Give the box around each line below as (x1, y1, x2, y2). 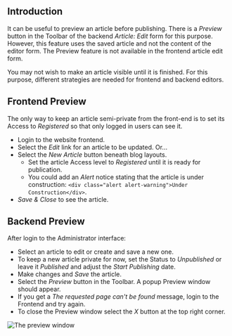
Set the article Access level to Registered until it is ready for (27, 157, 201, 166)
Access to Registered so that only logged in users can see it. (7, 122, 183, 130)
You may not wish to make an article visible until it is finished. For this (7, 67, 208, 76)
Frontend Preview (7, 96, 86, 108)
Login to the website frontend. (17, 135, 105, 143)
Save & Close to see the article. (17, 195, 109, 203)
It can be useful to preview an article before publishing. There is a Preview (7, 24, 223, 32)
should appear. (17, 285, 61, 294)
